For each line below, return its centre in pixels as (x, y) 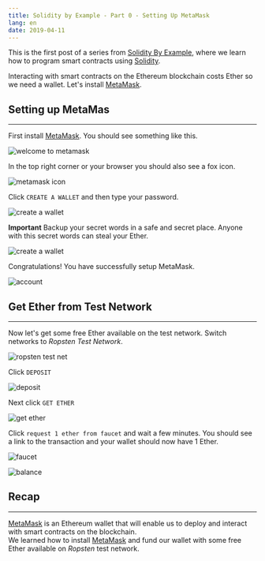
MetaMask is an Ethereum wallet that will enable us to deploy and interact (128, 523)
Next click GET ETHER (41, 402)
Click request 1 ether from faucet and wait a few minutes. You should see (130, 433)
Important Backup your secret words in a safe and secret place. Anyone (125, 228)
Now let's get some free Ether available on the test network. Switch (118, 333)
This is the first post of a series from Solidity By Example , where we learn (127, 53)
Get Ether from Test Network (80, 307)
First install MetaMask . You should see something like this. (103, 136)
